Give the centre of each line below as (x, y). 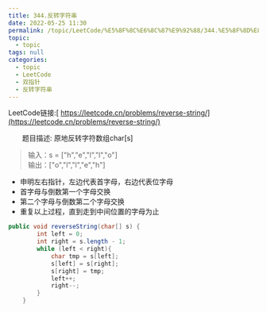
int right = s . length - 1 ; (81, 242)
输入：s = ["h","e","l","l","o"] (72, 155)
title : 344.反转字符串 (43, 15)
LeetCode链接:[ (34, 113)
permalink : (26, 30)
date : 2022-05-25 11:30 (48, 23)
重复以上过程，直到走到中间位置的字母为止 (89, 212)
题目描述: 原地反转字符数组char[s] (77, 138)
